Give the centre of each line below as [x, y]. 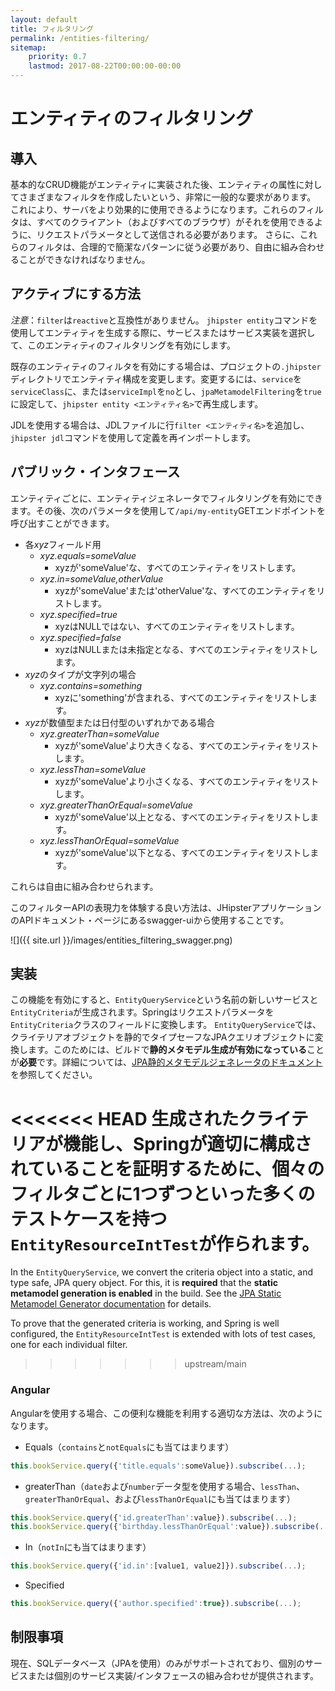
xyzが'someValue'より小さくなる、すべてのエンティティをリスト [187, 781]
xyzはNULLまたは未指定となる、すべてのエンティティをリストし [186, 649]
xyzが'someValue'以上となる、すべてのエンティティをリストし [182, 817]
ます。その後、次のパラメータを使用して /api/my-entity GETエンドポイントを [168, 510]
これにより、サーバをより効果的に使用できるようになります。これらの [154, 209]
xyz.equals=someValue [88, 555]
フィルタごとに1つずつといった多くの [163, 1193]
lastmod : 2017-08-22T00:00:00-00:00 [105, 66]
